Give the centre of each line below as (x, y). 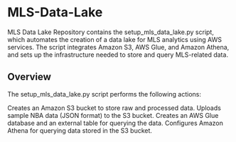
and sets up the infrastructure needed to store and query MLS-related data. (118, 55)
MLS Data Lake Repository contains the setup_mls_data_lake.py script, (111, 32)
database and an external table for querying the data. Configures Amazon (116, 123)
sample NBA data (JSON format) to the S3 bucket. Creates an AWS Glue (113, 115)
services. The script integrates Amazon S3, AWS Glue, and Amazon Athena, (118, 47)
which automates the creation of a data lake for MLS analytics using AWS (115, 39)
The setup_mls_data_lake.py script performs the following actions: (104, 94)
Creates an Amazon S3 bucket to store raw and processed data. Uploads (114, 108)
